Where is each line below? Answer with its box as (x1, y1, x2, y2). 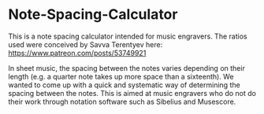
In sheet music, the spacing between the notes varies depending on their (8, 63, 246, 72)
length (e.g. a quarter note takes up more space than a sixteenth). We (8, 72, 234, 81)
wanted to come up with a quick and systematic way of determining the (8, 80, 240, 90)
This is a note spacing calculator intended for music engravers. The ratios (8, 31, 247, 41)
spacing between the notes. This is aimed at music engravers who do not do (8, 88, 256, 97)
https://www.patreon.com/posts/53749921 (8, 48, 147, 57)
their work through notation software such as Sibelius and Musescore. (8, 97, 236, 106)
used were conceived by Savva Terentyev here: (8, 39, 163, 49)
